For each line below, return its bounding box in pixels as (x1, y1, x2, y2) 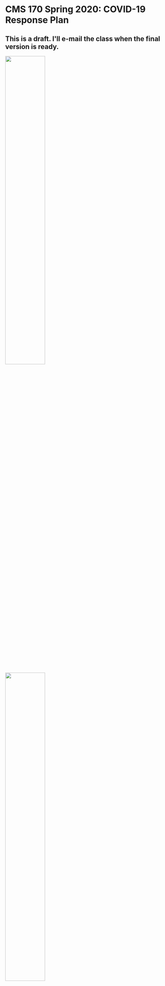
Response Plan (5, 14, 69, 26)
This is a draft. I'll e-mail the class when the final (5, 34, 160, 43)
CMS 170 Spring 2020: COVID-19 (5, 4, 146, 15)
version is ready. (5, 42, 59, 51)
